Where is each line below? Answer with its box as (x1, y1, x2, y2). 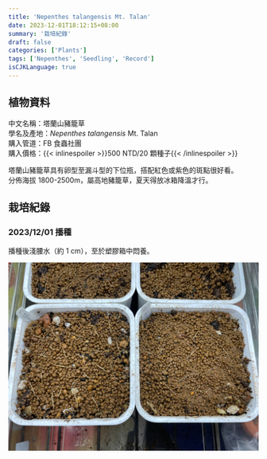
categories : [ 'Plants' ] (8, 46, 87, 55)
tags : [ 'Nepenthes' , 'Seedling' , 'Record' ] (8, 55, 155, 63)
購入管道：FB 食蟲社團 (8, 138, 82, 147)
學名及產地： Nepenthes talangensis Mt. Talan (8, 128, 158, 138)
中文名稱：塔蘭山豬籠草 (8, 118, 85, 127)
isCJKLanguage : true (8, 64, 77, 72)
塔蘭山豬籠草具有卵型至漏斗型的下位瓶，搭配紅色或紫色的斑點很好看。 (8, 165, 238, 175)
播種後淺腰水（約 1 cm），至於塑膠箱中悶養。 (8, 246, 154, 256)
